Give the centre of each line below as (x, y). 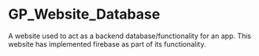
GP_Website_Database (84, 14)
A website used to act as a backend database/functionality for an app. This (130, 36)
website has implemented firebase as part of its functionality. (107, 44)
